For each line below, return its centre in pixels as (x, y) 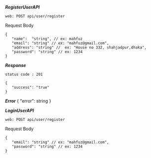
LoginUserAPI (19, 110)
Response (16, 65)
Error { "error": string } (28, 101)
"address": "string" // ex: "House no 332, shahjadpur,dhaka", (79, 48)
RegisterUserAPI (22, 7)
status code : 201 (24, 74)
